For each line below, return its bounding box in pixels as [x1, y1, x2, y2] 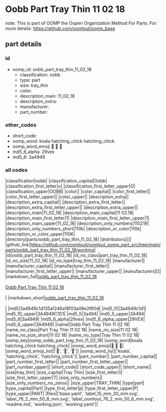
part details [5, 40, 42, 49]
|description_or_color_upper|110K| [5, 231, 75, 237]
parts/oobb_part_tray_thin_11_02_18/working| [5, 247, 96, 253]
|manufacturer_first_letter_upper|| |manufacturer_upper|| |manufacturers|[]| [5, 268, 161, 274]
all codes [5, 166, 28, 173]
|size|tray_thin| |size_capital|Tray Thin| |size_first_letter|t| [5, 369, 122, 375]
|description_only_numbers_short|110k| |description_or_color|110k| [5, 226, 141, 232]
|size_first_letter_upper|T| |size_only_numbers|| [5, 374, 102, 381]
